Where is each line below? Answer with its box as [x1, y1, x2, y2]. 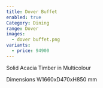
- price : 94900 [11, 48, 50, 54]
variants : [6, 43, 31, 48]
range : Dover [6, 25, 39, 32]
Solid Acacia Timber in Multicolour [6, 64, 91, 71]
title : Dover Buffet [6, 8, 58, 15]
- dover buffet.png [11, 37, 60, 43]
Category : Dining [6, 20, 50, 26]
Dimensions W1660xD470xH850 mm [6, 75, 98, 83]
